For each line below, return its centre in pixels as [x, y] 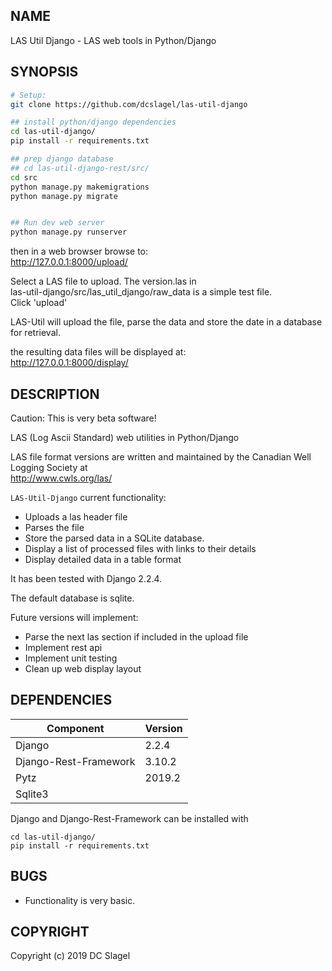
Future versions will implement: [74, 617]
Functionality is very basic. [80, 900]
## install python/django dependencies [93, 122]
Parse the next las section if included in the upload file [136, 636]
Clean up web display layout [83, 668]
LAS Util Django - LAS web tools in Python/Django [113, 40]
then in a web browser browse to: [79, 251]
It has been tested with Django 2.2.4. [86, 578]
